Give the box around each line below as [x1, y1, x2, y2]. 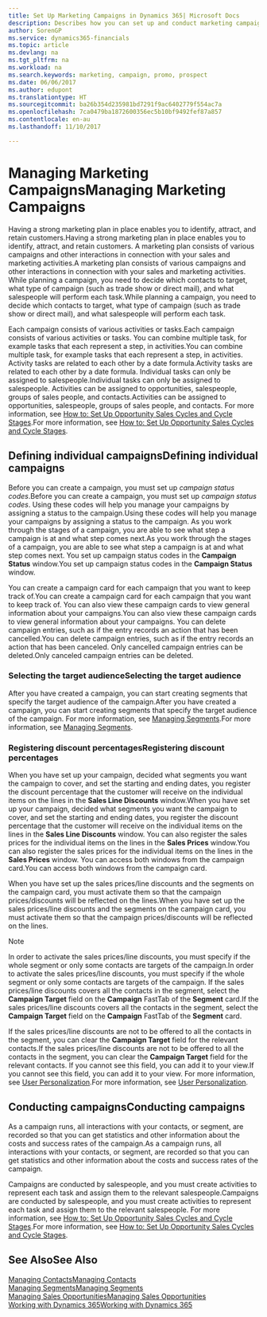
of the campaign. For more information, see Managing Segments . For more [8, 714, 252, 723]
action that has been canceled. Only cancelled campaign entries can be [8, 642, 244, 652]
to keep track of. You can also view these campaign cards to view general [8, 599, 250, 610]
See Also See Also [8, 1253, 98, 1267]
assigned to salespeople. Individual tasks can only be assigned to [8, 375, 221, 385]
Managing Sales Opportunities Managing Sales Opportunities [8, 1292, 207, 1301]
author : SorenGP [8, 26, 62, 34]
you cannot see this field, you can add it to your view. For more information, [8, 1069, 256, 1079]
